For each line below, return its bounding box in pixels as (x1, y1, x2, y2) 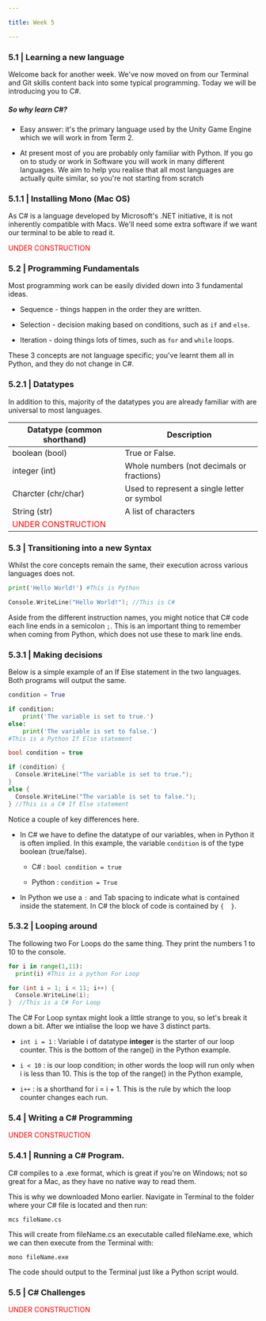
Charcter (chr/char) (12, 488, 85, 499)
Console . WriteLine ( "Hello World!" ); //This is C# (8, 598, 176, 606)
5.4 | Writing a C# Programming (8, 1113, 133, 1124)
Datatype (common (27, 424, 102, 435)
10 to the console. (8, 947, 66, 956)
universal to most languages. (8, 405, 103, 415)
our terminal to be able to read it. (8, 228, 115, 237)
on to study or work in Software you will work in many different (19, 156, 225, 166)
